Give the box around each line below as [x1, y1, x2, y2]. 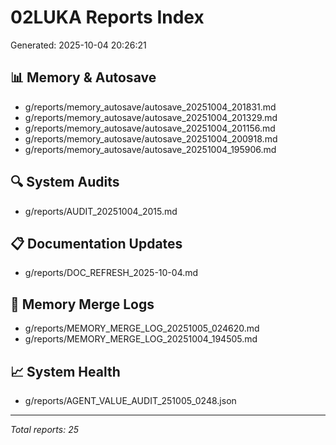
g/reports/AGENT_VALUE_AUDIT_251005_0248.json [24, 395, 237, 406]
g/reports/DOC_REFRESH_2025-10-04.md [24, 267, 199, 279]
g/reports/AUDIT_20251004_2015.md [24, 205, 178, 217]
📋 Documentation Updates [10, 235, 183, 252]
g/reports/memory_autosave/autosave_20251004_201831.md [24, 101, 277, 113]
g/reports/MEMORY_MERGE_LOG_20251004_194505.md [24, 333, 258, 345]
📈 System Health [10, 363, 121, 380]
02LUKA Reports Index [10, 6, 205, 29]
